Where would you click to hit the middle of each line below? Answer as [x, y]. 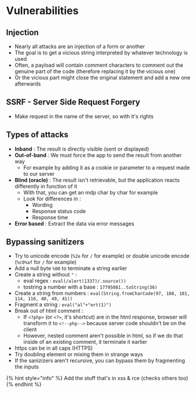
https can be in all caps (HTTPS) [54, 348]
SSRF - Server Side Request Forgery [73, 102]
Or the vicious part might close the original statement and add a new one [102, 78]
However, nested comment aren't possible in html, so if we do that [103, 336]
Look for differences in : [52, 199]
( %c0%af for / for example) [46, 262]
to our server [39, 173]
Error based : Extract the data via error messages [74, 223]
